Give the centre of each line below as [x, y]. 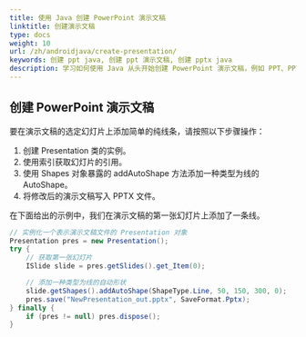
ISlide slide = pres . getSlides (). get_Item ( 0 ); [116, 266]
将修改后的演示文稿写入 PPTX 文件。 [92, 195]
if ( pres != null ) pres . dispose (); [93, 316]
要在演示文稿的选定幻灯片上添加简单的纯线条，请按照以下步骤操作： [137, 131]
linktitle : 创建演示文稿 [52, 26]
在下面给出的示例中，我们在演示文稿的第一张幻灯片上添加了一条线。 [137, 215]
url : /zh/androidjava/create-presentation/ [93, 52]
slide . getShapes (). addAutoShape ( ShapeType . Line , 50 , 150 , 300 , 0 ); [157, 291]
